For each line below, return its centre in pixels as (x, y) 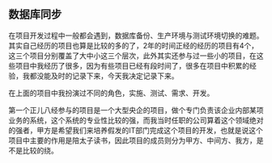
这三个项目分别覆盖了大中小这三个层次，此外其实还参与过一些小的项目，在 (132, 56)
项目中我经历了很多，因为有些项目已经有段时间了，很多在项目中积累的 (132, 65)
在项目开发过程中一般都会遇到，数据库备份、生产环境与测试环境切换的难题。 (136, 36)
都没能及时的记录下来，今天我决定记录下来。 (104, 76)
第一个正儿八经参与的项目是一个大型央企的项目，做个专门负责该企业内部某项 (136, 110)
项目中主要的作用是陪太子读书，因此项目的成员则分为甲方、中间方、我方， (132, 140)
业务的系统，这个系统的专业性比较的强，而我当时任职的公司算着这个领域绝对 (136, 120)
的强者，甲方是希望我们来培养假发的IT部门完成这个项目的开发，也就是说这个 (136, 130)
